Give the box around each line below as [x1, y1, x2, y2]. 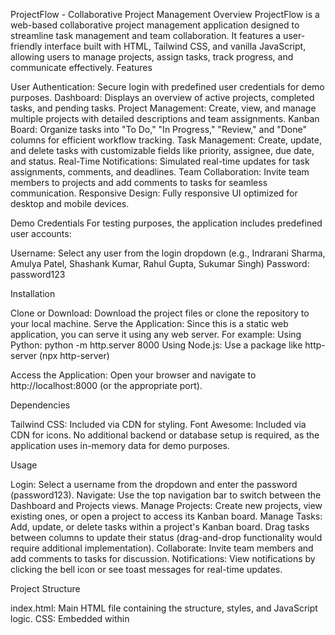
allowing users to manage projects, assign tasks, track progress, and [10, 51, 294, 63]
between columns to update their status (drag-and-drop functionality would [10, 532, 323, 543]
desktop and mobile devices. [10, 198, 130, 209]
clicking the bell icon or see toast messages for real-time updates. [10, 564, 283, 575]
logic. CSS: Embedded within [10, 613, 130, 624]
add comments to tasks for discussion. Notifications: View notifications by [10, 553, 316, 564]
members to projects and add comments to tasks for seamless [10, 177, 268, 188]
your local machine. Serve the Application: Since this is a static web [10, 318, 289, 329]
